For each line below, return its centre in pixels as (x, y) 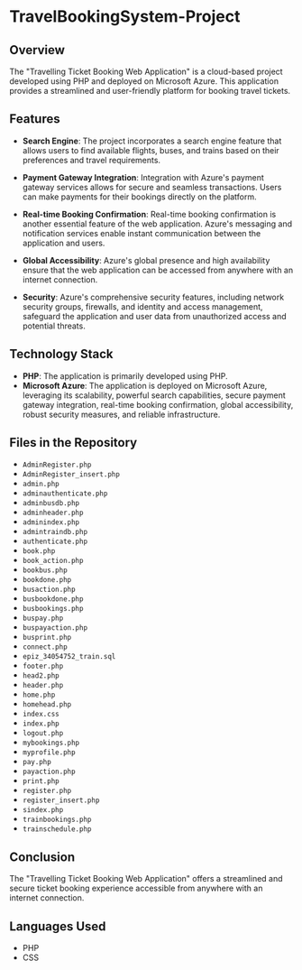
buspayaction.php (55, 628)
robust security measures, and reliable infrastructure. (121, 414)
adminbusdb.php (51, 503)
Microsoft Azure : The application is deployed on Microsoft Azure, (145, 385)
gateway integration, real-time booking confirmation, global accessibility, (158, 404)
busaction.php (49, 590)
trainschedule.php (57, 829)
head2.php (41, 676)
